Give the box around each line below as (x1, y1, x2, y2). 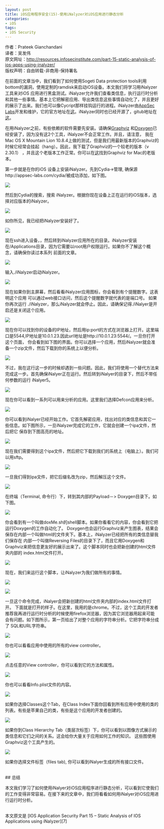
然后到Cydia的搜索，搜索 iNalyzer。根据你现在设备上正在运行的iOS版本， (5, 192, 153, 198)
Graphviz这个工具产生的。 (5, 739, 58, 745)
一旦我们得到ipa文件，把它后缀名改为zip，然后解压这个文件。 (5, 474, 128, 479)
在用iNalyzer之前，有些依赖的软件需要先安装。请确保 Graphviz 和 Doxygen (5, 126, 153, 131)
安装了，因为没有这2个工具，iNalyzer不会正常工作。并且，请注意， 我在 (9, 131, 154, 137)
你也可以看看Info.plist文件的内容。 (5, 682, 74, 687)
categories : (5, 16, 29, 21)
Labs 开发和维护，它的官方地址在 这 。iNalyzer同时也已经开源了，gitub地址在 (5, 109, 157, 114)
